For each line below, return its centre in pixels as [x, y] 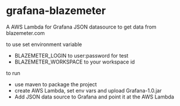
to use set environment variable [44, 44]
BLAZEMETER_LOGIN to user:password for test [71, 55]
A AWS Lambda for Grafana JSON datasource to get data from [81, 27]
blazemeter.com [25, 33]
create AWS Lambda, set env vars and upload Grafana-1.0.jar [88, 90]
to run [13, 73]
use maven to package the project [56, 84]
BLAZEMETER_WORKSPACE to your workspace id [75, 62]
